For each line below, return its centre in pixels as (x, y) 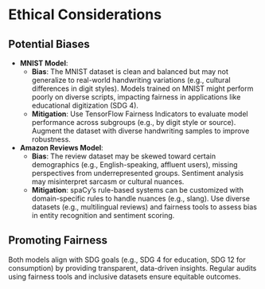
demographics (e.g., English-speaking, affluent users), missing (134, 164)
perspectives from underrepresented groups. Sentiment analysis (138, 173)
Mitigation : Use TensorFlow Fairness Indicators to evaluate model (140, 114)
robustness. (51, 139)
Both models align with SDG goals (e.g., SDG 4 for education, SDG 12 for (127, 260)
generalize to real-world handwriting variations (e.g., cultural (131, 80)
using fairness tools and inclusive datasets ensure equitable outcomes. (125, 276)
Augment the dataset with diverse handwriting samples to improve (140, 131)
